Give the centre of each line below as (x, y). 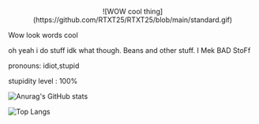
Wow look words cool (43, 35)
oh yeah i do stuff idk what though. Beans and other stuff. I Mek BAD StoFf (129, 50)
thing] (153, 11)
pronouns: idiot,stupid (44, 66)
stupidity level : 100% (43, 81)
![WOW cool (122, 11)
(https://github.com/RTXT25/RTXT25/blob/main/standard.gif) (133, 20)
